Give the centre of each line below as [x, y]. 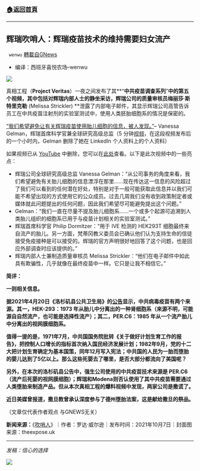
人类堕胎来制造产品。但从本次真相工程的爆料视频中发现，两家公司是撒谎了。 [100, 387]
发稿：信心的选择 [27, 450]
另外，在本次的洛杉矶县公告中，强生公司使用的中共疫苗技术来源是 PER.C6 [97, 372]
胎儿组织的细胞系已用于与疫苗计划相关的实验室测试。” [85, 218]
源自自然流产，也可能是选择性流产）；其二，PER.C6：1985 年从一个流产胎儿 [99, 316]
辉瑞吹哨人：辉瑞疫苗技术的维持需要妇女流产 [88, 39]
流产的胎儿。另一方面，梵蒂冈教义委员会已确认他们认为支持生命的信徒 [106, 233]
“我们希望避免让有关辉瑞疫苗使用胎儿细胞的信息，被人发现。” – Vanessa [93, 126]
